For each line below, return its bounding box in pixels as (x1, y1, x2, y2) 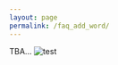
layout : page (9, 12, 58, 22)
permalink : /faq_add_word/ (9, 21, 110, 30)
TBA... (9, 45, 32, 56)
